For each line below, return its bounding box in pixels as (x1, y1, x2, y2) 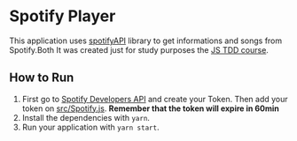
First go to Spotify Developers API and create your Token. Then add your (21, 93, 288, 104)
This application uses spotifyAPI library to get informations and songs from (9, 35, 283, 46)
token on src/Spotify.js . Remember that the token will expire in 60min (21, 103, 279, 114)
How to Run (9, 70, 74, 85)
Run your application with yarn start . (21, 122, 160, 132)
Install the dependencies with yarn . (21, 112, 151, 122)
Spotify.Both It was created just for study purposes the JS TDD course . (9, 44, 269, 55)
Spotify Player (9, 6, 116, 26)
